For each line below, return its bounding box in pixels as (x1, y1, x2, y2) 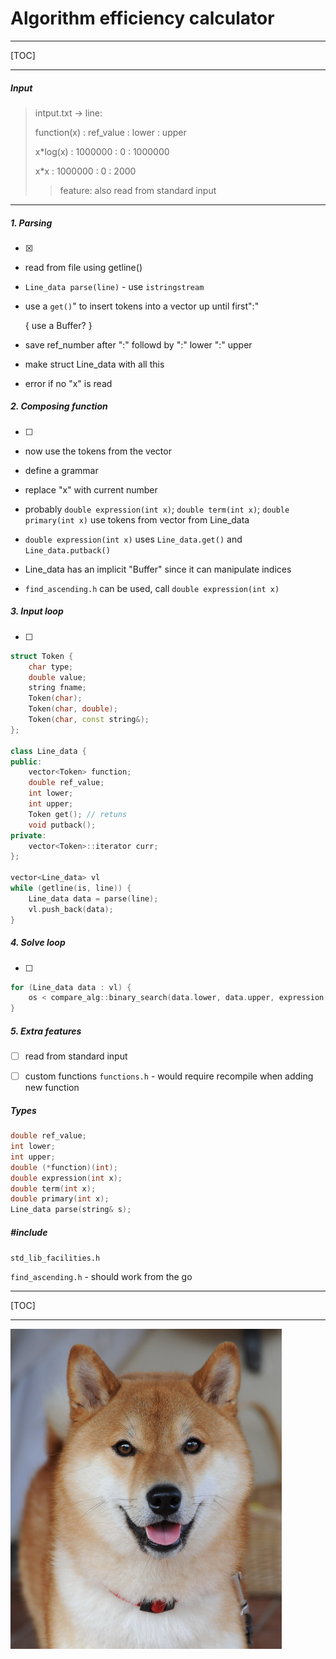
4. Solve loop (10, 937, 66, 949)
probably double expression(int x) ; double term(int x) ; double (24, 503, 290, 515)
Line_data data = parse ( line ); (28, 893, 159, 904)
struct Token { (10, 651, 74, 661)
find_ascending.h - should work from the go (10, 1271, 193, 1283)
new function (24, 1082, 80, 1094)
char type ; (28, 662, 74, 672)
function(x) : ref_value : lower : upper (34, 126, 187, 138)
